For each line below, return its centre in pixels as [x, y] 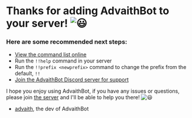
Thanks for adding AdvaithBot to [88, 11]
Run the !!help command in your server [63, 61]
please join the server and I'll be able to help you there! [73, 97]
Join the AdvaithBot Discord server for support [71, 80]
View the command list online [51, 55]
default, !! [27, 73]
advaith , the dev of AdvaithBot [52, 109]
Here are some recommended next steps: [67, 42]
